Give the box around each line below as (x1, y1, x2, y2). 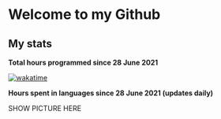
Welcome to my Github (8, 6, 161, 24)
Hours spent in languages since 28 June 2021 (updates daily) (8, 88, 214, 98)
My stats (8, 37, 53, 50)
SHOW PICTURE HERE (8, 104, 81, 113)
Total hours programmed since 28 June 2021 (8, 58, 159, 67)
